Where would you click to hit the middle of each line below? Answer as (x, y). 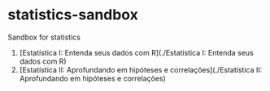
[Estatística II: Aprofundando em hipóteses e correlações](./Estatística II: (141, 69)
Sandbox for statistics (44, 37)
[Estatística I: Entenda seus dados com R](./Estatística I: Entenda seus (136, 52)
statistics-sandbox (73, 15)
